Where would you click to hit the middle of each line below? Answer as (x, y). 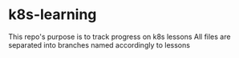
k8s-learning (53, 15)
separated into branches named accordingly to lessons (99, 44)
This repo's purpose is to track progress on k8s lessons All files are (119, 37)
